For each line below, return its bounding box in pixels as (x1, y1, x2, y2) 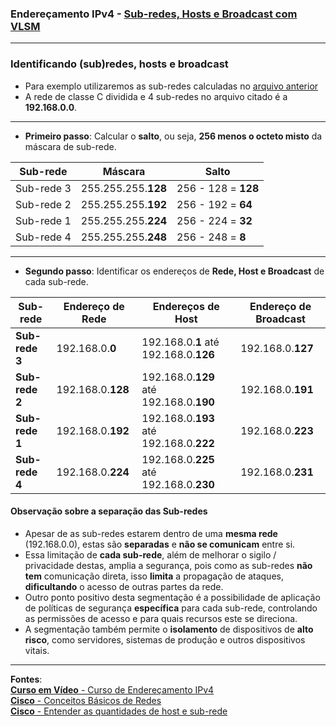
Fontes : (10, 673, 43, 685)
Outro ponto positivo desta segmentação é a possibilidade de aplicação (24, 591, 321, 603)
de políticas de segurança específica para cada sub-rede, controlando (24, 602, 318, 614)
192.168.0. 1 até (141, 335, 220, 349)
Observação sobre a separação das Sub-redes (10, 505, 208, 517)
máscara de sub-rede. (24, 140, 117, 152)
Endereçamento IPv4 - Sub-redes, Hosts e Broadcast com (10, 7, 298, 21)
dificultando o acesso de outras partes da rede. (24, 580, 224, 592)
